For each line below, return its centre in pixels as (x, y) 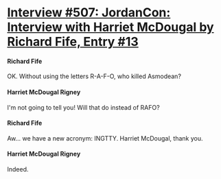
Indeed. (18, 169)
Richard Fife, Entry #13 (73, 42)
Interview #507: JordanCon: (89, 13)
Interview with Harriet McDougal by (110, 27)
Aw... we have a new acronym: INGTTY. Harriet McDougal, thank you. (105, 138)
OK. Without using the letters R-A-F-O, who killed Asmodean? (94, 76)
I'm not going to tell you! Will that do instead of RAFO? (83, 107)
